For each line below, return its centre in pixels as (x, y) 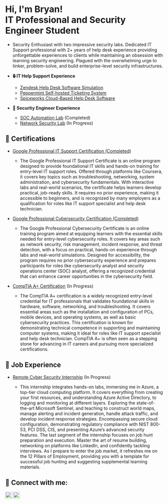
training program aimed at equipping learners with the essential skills (91, 233)
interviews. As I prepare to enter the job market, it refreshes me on (89, 451)
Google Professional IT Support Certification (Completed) (72, 151)
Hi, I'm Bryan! (34, 9)
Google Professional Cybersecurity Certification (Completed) (75, 218)
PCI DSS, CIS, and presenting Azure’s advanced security (86, 429)
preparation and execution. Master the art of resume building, (83, 440)
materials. (30, 467)
